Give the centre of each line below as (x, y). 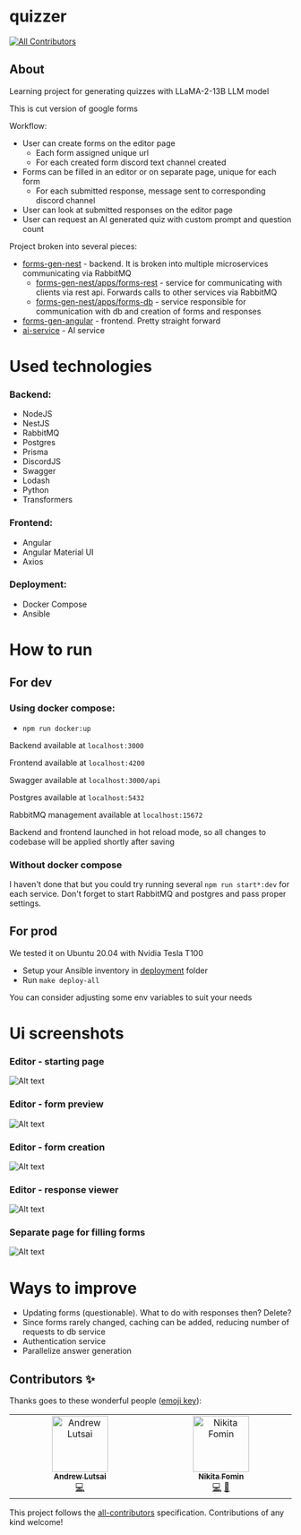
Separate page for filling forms (77, 1232)
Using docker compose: (62, 708)
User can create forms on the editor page (99, 143)
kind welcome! (36, 1522)
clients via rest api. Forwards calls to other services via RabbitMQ (156, 292)
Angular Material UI (58, 552)
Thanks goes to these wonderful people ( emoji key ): (106, 1401)
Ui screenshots (67, 1033)
